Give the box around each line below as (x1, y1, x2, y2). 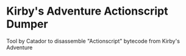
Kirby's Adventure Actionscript (6, 4, 169, 18)
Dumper (6, 17, 48, 31)
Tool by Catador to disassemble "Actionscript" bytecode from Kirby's (6, 37, 180, 44)
